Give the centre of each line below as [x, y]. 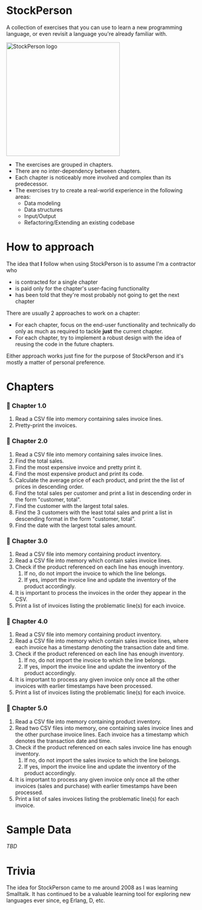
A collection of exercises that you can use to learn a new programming [94, 27]
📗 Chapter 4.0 [27, 621]
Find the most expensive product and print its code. [79, 473]
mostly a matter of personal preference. [56, 362]
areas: [23, 196]
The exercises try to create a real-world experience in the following [99, 190]
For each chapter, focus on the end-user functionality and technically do [105, 324]
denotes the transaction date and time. [63, 741]
